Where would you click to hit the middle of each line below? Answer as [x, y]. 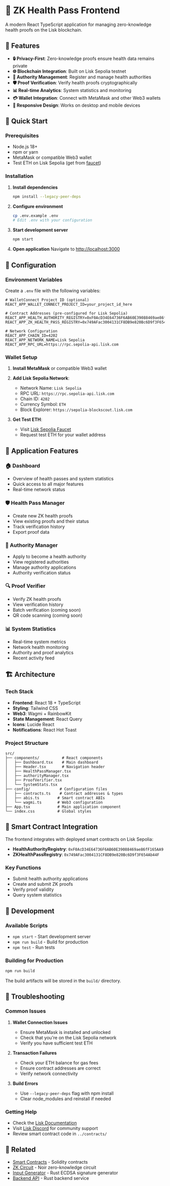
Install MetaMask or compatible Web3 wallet [60, 368]
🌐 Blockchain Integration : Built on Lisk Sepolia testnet [69, 71]
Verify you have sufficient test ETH [56, 1043]
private [20, 66]
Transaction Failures [35, 1053]
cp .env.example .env [35, 216]
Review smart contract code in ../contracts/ [60, 1134]
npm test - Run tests [34, 947]
